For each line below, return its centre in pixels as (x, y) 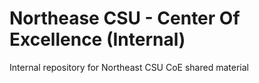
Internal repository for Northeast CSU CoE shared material (129, 67)
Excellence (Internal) (97, 39)
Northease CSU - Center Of (125, 18)
